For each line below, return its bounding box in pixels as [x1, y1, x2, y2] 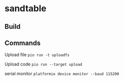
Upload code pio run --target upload [4, 61, 83, 67]
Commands [4, 39, 41, 47]
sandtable [4, 3, 47, 14]
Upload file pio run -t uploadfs [4, 52, 70, 58]
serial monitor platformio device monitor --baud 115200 [4, 71, 120, 77]
